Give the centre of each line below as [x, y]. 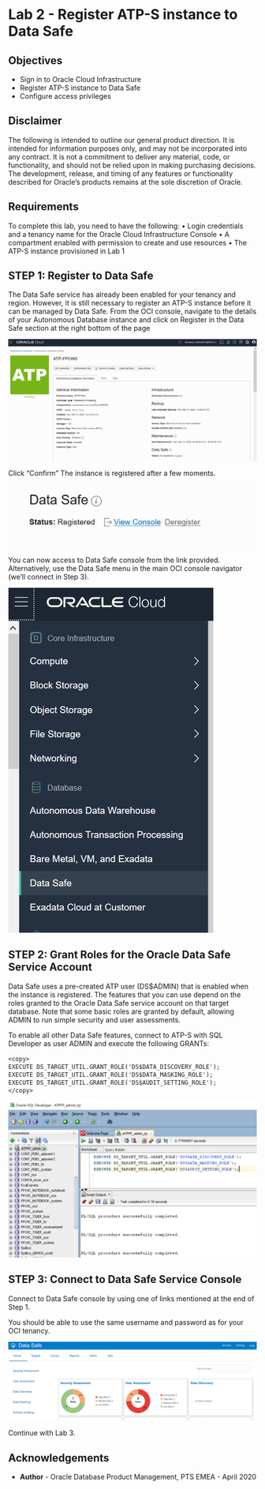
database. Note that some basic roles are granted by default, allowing [121, 1011]
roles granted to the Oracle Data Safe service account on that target [119, 1003]
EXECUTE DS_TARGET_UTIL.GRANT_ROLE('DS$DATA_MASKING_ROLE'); [111, 1075]
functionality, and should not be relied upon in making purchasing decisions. [132, 165]
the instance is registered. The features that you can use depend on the [125, 994]
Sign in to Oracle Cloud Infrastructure [80, 79]
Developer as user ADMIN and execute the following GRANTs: [108, 1043]
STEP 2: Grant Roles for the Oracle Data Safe [119, 955]
